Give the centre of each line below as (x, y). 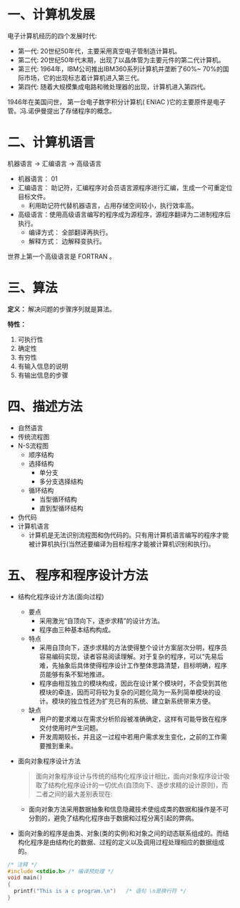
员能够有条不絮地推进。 (74, 674)
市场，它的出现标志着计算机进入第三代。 (84, 78)
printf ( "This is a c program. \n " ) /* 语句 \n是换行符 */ (100, 891)
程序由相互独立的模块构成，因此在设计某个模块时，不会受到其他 (133, 683)
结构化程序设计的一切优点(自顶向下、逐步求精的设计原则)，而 (138, 785)
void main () (25, 878)
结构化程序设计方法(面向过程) (61, 597)
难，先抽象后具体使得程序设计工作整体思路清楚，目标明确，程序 (133, 665)
